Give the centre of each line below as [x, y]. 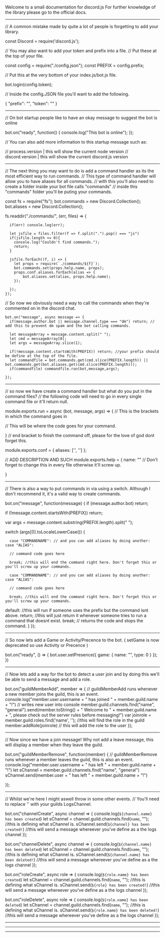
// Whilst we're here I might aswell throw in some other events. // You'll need [82, 799]
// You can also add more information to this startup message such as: [76, 142]
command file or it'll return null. [37, 402]
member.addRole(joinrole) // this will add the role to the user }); [69, 725]
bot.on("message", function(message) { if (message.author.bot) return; [77, 503]
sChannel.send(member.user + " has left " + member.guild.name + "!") [76, 775]
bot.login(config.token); [29, 85]
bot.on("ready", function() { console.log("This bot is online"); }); [69, 132]
